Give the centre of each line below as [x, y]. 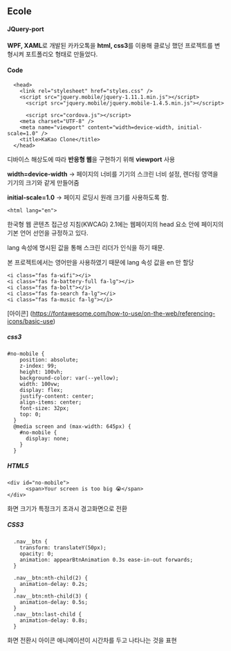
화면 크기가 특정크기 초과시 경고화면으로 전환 [67, 508]
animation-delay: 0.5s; [54, 602]
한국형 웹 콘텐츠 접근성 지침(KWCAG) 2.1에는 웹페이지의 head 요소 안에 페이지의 [115, 224]
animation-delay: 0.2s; [54, 584]
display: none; [47, 438]
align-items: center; [50, 402]
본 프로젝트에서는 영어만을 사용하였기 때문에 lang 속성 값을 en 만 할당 [101, 262]
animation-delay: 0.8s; [54, 620]
